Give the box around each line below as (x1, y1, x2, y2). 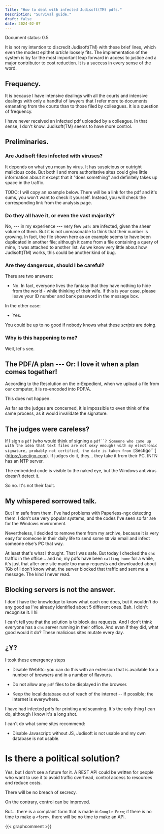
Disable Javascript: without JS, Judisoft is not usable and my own (12, 730, 146, 736)
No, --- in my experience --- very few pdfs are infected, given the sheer (5, 223, 151, 229)
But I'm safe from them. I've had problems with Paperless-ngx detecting (5, 510, 152, 516)
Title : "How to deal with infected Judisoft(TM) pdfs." (5, 7, 122, 12)
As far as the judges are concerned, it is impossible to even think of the (5, 405, 150, 411)
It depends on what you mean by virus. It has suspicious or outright (5, 164, 142, 170)
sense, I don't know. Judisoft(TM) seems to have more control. (5, 123, 132, 129)
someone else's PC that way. (5, 540, 64, 547)
